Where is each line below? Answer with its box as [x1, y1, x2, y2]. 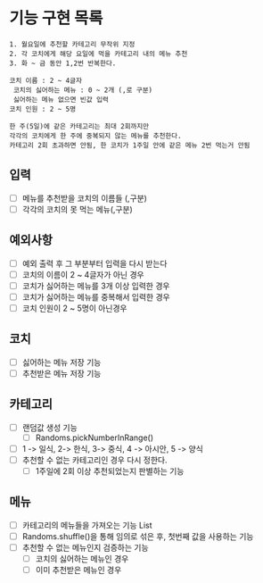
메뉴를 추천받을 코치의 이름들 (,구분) [21, 193, 147, 204]
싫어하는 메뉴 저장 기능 [21, 356, 102, 367]
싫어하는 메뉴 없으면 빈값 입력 [12, 95, 110, 104]
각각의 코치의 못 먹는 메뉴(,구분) [21, 204, 134, 214]
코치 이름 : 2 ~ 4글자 [9, 76, 83, 85]
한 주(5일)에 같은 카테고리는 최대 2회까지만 [9, 121, 150, 130]
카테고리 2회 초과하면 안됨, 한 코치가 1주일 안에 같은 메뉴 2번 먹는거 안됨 [9, 140, 251, 150]
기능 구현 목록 [9, 8, 103, 29]
